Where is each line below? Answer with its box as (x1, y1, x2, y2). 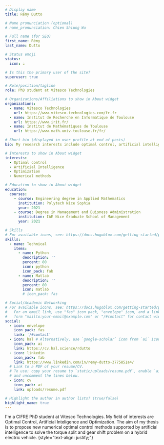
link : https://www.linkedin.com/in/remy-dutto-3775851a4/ (14, 360, 134, 365)
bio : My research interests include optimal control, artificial (5, 142, 141, 147)
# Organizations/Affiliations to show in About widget (5, 97, 119, 102)
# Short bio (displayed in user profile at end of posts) (5, 138, 125, 143)
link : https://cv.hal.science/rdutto (14, 346, 91, 351)
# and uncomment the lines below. (9, 373, 80, 378)
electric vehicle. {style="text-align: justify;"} (5, 435, 94, 441)
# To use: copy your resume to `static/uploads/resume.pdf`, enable (9, 369, 152, 374)
